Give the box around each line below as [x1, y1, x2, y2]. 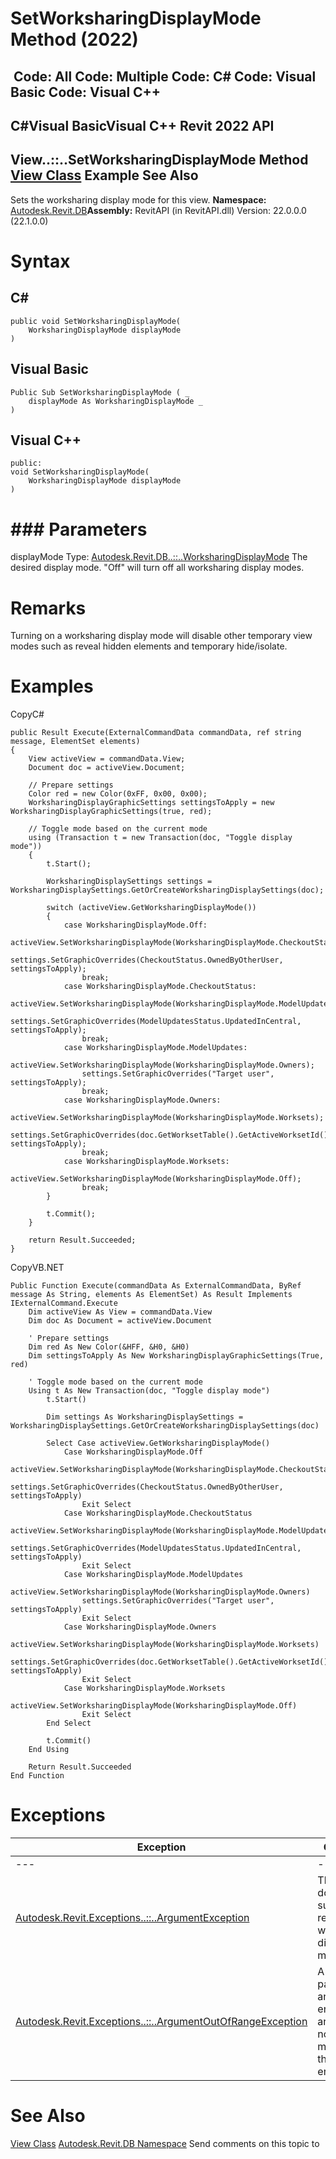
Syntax [10, 250, 71, 272]
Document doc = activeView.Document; [28, 763, 186, 773]
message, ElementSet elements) [10, 737, 141, 747]
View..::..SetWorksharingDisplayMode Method [10, 152, 309, 169]
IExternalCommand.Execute [10, 1298, 118, 1309]
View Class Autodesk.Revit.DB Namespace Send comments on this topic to [10, 2138, 320, 2150]
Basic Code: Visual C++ [10, 83, 162, 101]
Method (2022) [10, 28, 139, 51]
